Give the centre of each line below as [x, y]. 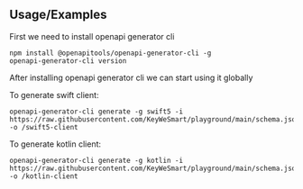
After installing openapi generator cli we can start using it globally [131, 77]
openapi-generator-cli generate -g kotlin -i [96, 160]
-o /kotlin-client [44, 176]
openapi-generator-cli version [68, 61]
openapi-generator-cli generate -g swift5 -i [96, 112]
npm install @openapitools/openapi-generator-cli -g [110, 53]
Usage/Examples [58, 15]
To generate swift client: [54, 94]
